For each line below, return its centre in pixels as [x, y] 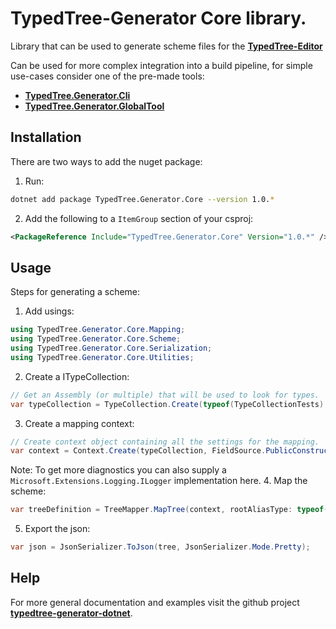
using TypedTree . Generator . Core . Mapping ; [98, 330]
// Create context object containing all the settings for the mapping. [165, 442]
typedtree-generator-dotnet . [71, 613]
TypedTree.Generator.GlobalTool [94, 106]
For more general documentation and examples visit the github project [155, 602]
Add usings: [49, 311]
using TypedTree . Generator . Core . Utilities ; [102, 357]
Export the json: [57, 529]
